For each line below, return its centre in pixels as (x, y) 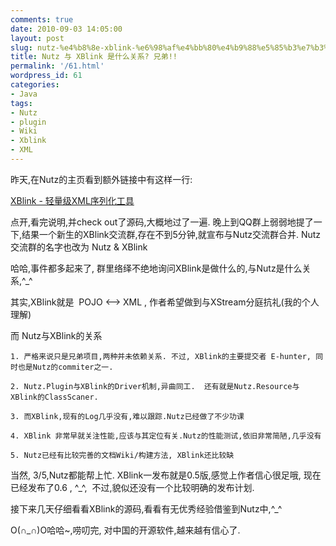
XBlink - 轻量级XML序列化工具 (72, 200)
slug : (21, 47)
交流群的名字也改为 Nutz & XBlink (79, 247)
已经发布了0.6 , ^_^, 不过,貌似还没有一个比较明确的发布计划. (132, 487)
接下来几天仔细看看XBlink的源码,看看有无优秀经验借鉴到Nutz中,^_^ (146, 508)
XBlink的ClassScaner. (54, 397)
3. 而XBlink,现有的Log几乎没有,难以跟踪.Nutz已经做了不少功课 (127, 416)
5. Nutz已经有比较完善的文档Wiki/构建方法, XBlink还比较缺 (122, 455)
